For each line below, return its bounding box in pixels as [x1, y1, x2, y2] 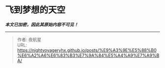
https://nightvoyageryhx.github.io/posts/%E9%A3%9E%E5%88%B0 [17, 47, 157, 53]
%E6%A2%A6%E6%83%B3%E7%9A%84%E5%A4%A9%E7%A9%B [17, 52, 160, 58]
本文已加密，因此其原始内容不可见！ [5, 22, 79, 27]
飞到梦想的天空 [5, 4, 66, 16]
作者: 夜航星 [17, 36, 42, 42]
